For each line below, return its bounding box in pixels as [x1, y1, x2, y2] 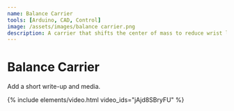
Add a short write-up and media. [7, 83, 101, 91]
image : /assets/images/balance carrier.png [7, 23, 136, 30]
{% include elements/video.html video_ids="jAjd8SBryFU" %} [7, 96, 185, 104]
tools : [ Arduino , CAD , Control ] [7, 17, 101, 24]
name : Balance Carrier [7, 10, 73, 17]
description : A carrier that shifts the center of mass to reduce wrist [7, 29, 223, 37]
